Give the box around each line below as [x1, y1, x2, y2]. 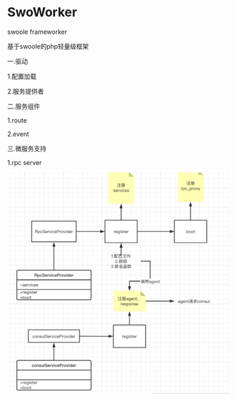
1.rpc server [7, 158, 42, 166]
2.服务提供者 [7, 87, 44, 95]
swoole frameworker [7, 27, 68, 36]
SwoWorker [7, 4, 78, 20]
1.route [7, 116, 28, 124]
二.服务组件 [7, 101, 41, 110]
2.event [7, 130, 30, 138]
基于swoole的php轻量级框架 [7, 42, 90, 50]
